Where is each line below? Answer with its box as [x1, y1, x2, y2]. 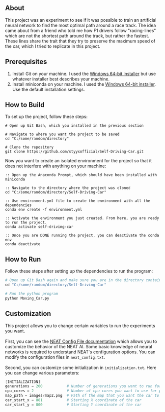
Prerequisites [5, 58, 47, 66]
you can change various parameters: [5, 370, 80, 375]
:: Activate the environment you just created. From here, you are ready [5, 216, 160, 221]
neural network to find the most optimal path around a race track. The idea [5, 22, 156, 28]
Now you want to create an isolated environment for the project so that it [5, 158, 152, 164]
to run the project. [5, 220, 48, 225]
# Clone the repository [5, 145, 54, 150]
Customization [5, 309, 52, 318]
